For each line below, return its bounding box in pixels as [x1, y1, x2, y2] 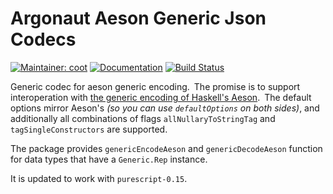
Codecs [10, 28, 77, 51]
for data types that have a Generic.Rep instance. [10, 153, 208, 165]
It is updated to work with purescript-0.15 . [10, 172, 188, 184]
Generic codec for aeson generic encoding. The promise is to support [10, 80, 301, 92]
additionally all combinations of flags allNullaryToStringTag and [10, 112, 276, 124]
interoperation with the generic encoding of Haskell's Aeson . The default [10, 91, 312, 103]
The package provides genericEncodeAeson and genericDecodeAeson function [10, 142, 323, 154]
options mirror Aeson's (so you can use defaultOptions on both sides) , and [10, 102, 320, 114]
